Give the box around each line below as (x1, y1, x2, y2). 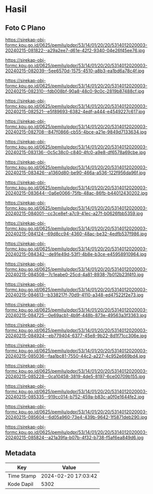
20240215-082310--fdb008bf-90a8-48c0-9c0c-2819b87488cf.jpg (5, 88, 144, 94)
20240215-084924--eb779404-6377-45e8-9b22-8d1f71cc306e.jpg (5, 333, 147, 339)
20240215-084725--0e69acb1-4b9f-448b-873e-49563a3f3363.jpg (5, 312, 147, 318)
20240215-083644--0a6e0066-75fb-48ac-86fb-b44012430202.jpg (5, 190, 148, 196)
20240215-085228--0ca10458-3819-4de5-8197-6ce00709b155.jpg (5, 374, 145, 379)
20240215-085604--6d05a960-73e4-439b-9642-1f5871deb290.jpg (5, 414, 147, 420)
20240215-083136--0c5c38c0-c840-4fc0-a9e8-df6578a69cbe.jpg (5, 149, 146, 155)
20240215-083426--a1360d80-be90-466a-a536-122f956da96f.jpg (5, 170, 146, 176)
